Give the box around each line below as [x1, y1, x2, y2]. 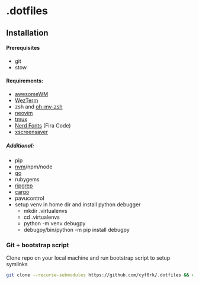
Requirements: [6, 77, 43, 84]
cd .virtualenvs [23, 213, 60, 221]
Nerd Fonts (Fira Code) [14, 122, 71, 129]
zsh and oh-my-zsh [14, 103, 63, 110]
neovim [14, 109, 33, 116]
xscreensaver [14, 128, 49, 135]
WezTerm [14, 97, 38, 104]
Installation [6, 28, 49, 38]
